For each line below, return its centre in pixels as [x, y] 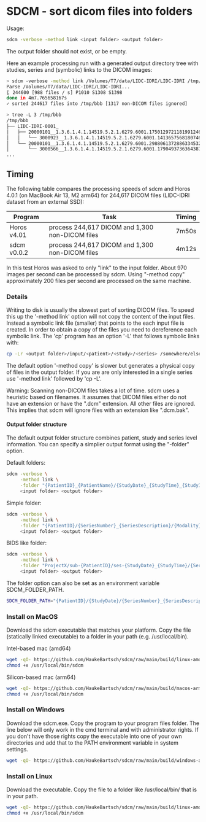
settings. [17, 749]
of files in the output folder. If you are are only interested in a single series [100, 372]
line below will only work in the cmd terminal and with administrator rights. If [103, 729]
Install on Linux [29, 776]
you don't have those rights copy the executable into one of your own [94, 736]
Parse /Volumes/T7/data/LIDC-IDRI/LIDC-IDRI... [68, 87]
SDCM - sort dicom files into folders [100, 11]
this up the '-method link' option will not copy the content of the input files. [101, 317]
